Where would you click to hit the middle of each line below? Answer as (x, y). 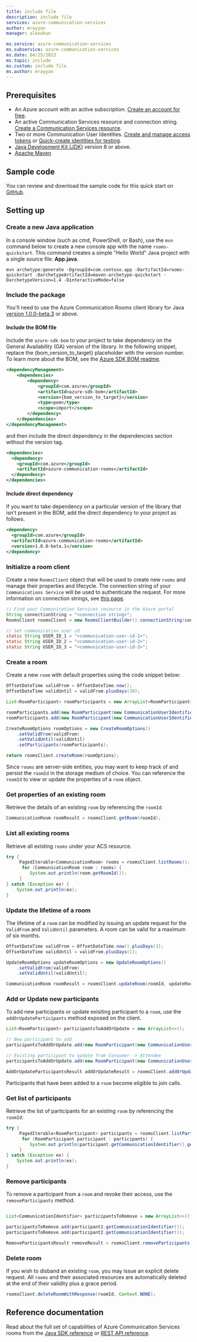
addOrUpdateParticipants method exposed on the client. (74, 1018)
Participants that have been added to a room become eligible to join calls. (94, 1083)
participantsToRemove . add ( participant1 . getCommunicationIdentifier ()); (95, 1227)
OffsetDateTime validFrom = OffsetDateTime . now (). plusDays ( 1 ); (85, 946)
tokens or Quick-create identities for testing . (68, 141)
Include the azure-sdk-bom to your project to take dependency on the (89, 340)
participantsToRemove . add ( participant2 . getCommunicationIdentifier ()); (95, 1233)
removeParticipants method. (40, 1200)
